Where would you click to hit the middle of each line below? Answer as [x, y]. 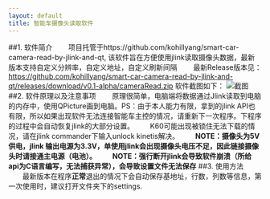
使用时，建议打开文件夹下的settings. [82, 186]
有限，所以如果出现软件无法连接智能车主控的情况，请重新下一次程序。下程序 [135, 116]
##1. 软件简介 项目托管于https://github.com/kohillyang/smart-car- [124, 47]
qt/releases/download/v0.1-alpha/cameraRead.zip [91, 86]
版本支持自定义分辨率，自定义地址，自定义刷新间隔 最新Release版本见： [135, 67]
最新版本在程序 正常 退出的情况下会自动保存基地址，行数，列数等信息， [138, 176]
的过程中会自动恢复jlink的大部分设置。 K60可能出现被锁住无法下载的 [128, 126]
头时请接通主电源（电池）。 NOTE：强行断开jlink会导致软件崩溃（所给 [130, 156]
